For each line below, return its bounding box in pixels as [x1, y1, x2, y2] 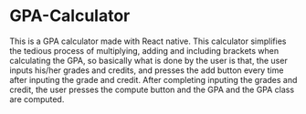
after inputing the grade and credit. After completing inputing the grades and [9, 74, 298, 85]
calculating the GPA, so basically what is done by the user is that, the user [9, 55, 288, 66]
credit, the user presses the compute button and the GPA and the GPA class [9, 84, 295, 95]
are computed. [9, 93, 65, 105]
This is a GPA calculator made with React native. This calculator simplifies [9, 36, 287, 47]
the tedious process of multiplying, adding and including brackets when [9, 45, 280, 56]
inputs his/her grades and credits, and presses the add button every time [9, 65, 284, 76]
